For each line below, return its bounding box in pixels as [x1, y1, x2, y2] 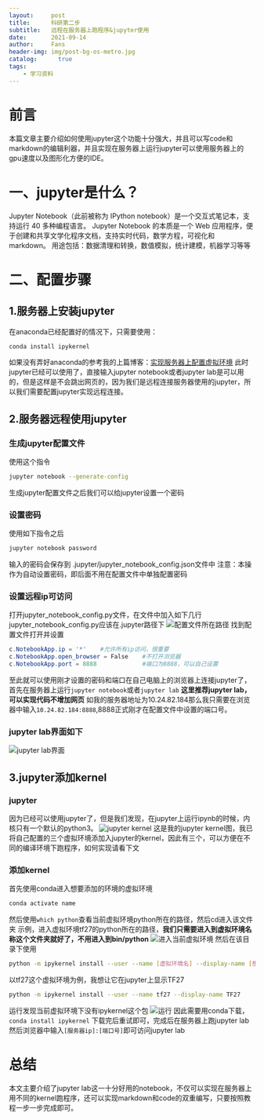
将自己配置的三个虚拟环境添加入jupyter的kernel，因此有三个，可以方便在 [9, 834, 244, 843]
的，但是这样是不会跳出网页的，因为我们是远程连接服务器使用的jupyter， [9, 378, 244, 387]
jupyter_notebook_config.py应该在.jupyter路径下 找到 [9, 620, 245, 629]
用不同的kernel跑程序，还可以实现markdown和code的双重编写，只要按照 [9, 1093, 244, 1103]
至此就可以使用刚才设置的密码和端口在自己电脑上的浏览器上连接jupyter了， [9, 676, 251, 685]
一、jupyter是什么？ [9, 184, 139, 201]
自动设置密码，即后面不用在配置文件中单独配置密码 [22, 570, 187, 579]
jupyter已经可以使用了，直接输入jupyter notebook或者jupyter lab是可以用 [9, 367, 244, 377]
